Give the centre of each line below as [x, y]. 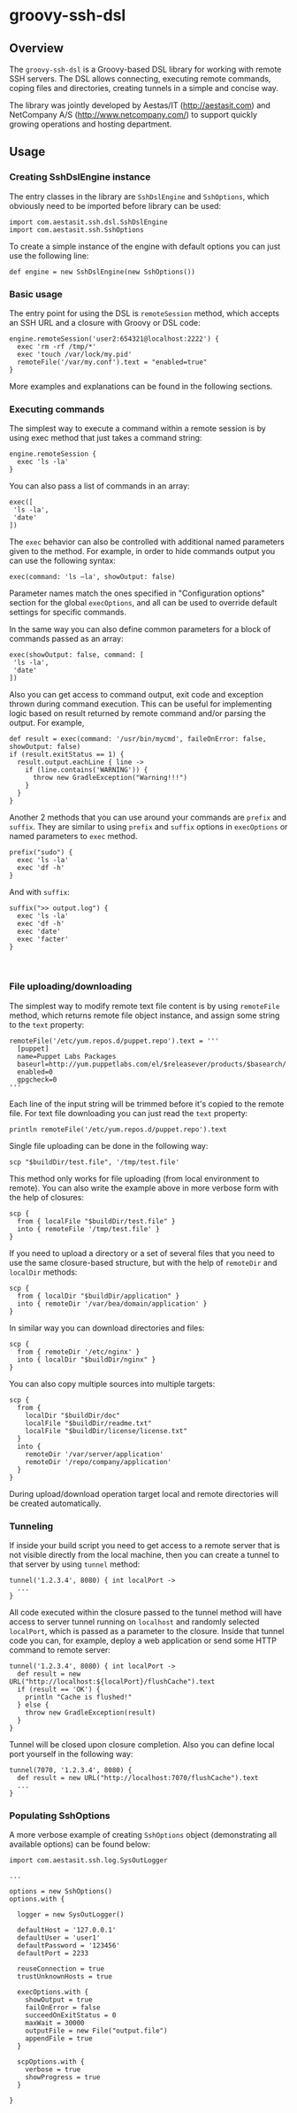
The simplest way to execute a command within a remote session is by [138, 428]
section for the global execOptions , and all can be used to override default [143, 603]
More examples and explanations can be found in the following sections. [141, 386]
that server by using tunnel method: [75, 1564]
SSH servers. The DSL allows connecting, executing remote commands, [140, 79]
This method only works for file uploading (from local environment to [134, 1178]
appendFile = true [59, 2039]
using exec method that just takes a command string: [106, 438]
